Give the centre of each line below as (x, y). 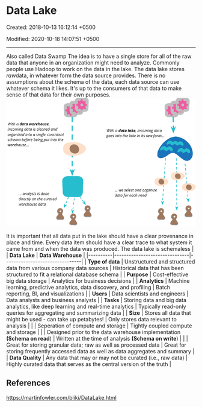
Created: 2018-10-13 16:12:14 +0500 (51, 27)
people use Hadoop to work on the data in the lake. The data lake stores (96, 69)
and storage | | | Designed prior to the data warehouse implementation (93, 332)
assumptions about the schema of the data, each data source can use (93, 81)
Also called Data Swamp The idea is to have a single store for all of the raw (99, 56)
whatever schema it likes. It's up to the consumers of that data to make (94, 88)
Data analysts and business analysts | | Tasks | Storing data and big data (96, 300)
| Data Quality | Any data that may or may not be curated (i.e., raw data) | (97, 358)
